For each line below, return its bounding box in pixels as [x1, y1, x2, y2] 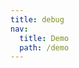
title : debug [10, 14, 65, 25]
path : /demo [19, 42, 70, 53]
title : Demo [19, 33, 70, 43]
